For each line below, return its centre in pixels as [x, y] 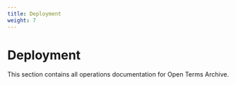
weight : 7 [22, 20]
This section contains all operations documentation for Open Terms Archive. [118, 74]
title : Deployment [34, 14]
